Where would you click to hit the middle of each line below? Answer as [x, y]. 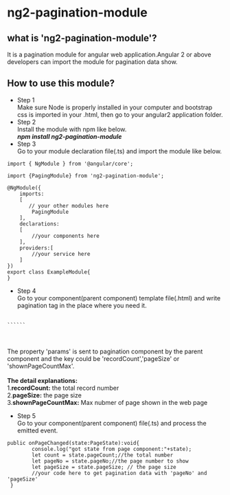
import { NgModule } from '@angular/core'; [70, 164]
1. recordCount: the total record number [63, 388]
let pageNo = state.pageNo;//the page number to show [110, 461]
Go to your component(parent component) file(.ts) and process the [112, 423]
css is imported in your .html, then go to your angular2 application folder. [120, 114]
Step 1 [26, 100]
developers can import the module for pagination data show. [92, 62]
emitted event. [37, 430]
